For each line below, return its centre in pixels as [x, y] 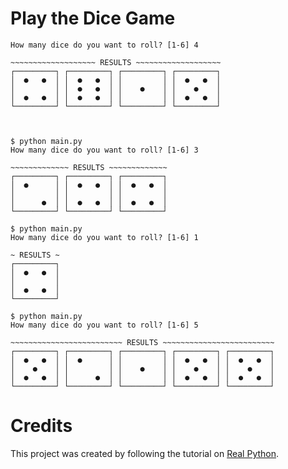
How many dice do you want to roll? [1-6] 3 [104, 150]
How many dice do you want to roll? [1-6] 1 [104, 237]
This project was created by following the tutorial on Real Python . [145, 453]
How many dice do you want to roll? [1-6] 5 [104, 325]
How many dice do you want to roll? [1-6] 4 [104, 45]
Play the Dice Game [93, 18]
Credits [41, 426]
